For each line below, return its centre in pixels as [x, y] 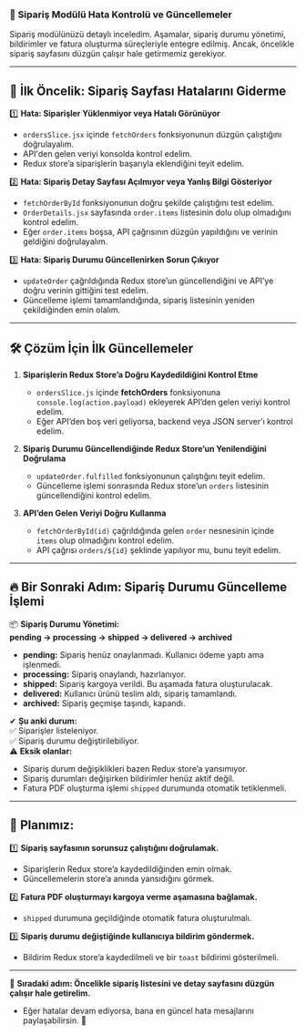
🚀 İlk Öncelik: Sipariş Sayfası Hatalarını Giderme [148, 91]
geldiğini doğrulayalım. [65, 241]
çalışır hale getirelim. [50, 993]
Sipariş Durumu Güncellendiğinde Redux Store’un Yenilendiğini [144, 448]
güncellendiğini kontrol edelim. [94, 495]
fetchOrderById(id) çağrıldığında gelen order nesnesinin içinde [155, 530]
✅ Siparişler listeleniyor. [54, 730]
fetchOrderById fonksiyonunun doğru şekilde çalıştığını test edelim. [148, 203]
